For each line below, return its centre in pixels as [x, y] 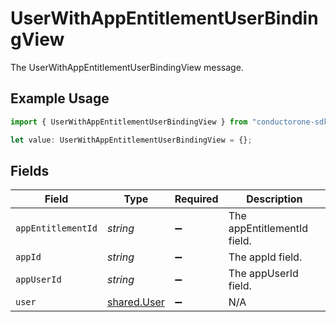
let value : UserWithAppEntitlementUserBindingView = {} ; [131, 140]
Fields [30, 170]
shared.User [135, 302]
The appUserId [263, 274]
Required [196, 199]
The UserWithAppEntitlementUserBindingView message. [127, 67]
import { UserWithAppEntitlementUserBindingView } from [129, 122]
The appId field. [265, 257]
